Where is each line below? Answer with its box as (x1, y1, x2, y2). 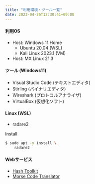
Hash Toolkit (12, 168, 38, 174)
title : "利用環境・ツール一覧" (5, 7, 63, 12)
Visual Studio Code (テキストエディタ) (12, 79, 91, 85)
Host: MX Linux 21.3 (12, 55, 54, 61)
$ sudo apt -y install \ (5, 140, 57, 145)
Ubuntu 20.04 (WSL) (19, 44, 63, 50)
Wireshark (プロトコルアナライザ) (12, 92, 82, 98)
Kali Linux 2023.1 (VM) (19, 50, 66, 56)
